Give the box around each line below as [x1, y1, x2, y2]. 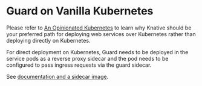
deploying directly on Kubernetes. [6, 37, 91, 44]
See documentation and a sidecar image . [6, 73, 109, 80]
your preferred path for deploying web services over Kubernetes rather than [6, 30, 196, 37]
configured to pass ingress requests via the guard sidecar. [6, 61, 152, 69]
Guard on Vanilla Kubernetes [6, 4, 154, 18]
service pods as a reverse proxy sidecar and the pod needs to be [6, 55, 169, 62]
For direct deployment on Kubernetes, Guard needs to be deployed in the [6, 48, 189, 55]
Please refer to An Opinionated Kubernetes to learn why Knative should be [6, 24, 192, 31]
